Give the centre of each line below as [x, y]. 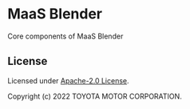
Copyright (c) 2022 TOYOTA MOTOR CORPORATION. [95, 96]
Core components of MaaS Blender [65, 36]
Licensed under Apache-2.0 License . [68, 80]
